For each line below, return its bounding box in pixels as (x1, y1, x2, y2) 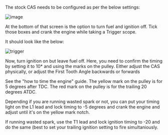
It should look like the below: (5, 38, 64, 44)
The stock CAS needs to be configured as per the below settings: (5, 4, 140, 10)
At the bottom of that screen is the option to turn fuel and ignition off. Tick (5, 23, 158, 29)
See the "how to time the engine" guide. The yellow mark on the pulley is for (5, 78, 163, 84)
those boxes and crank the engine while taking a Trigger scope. (5, 29, 137, 34)
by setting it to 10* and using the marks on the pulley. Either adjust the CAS (5, 63, 160, 69)
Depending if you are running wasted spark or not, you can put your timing (5, 98, 159, 104)
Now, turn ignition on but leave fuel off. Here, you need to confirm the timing (5, 58, 163, 64)
